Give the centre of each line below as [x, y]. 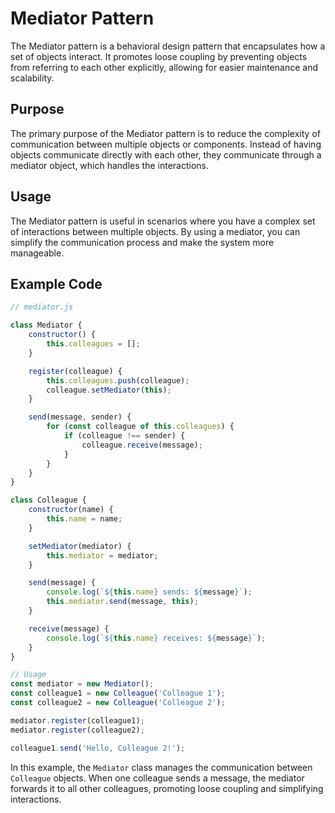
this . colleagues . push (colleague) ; [118, 380]
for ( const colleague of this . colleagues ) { [140, 427]
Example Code [56, 283]
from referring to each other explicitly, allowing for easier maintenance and [164, 67]
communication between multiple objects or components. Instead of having [166, 144]
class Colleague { [48, 500]
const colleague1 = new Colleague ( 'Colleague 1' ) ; [118, 693]
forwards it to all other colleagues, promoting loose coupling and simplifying [167, 788]
